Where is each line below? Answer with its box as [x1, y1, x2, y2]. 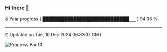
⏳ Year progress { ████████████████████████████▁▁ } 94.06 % [5, 16, 158, 22]
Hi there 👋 [5, 4, 30, 11]
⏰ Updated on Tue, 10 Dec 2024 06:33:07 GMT [5, 32, 102, 38]
